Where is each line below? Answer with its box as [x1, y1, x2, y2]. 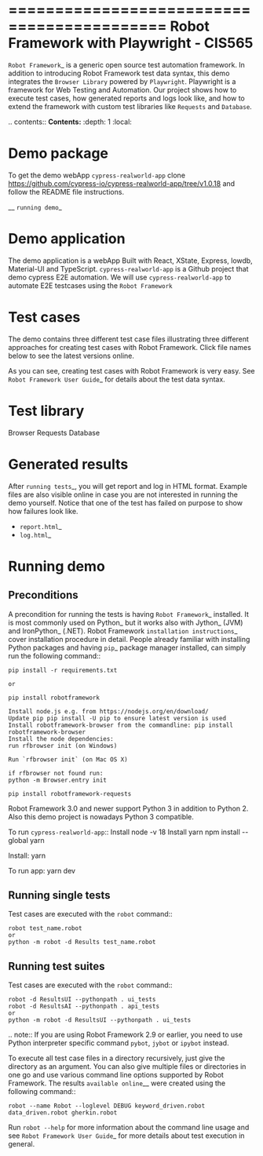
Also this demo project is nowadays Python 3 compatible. [8, 811, 195, 821]
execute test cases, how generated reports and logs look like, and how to [8, 93, 245, 103]
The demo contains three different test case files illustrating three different [8, 334, 250, 344]
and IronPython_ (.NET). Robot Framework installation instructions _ [8, 625, 238, 636]
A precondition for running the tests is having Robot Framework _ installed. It [8, 609, 249, 618]
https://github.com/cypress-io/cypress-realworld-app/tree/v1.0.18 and [8, 178, 236, 188]
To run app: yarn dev [8, 866, 76, 875]
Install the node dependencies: [8, 735, 114, 742]
